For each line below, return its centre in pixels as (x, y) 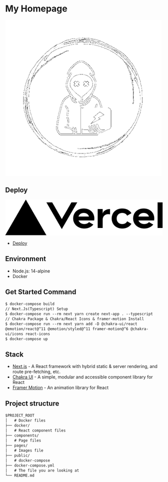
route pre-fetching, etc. (36, 372)
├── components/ (22, 435)
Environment (26, 259)
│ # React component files (35, 430)
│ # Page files (23, 440)
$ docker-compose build (30, 304)
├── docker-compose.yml (30, 465)
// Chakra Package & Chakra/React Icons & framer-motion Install (74, 319)
